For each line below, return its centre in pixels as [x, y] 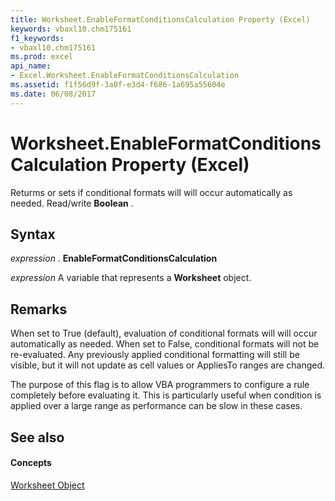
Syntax [33, 234]
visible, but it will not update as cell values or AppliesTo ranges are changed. [168, 365]
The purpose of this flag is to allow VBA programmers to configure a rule [160, 385]
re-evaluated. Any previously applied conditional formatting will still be [155, 355]
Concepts [31, 463]
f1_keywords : [37, 38]
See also [37, 437]
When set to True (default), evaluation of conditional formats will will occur [164, 333]
